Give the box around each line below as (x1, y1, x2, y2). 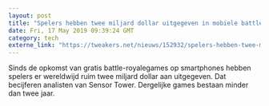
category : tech (8, 33, 59, 42)
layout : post (8, 11, 52, 20)
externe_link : (8, 41, 56, 49)
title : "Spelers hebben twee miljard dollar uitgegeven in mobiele (8, 19, 239, 27)
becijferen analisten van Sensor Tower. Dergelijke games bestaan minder (8, 80, 249, 90)
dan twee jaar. (8, 88, 55, 98)
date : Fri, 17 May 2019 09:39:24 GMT (8, 26, 134, 34)
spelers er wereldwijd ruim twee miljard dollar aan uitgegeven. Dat (8, 72, 227, 81)
